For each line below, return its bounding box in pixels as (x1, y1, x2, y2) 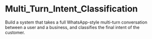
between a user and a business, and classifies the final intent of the (5, 24, 140, 30)
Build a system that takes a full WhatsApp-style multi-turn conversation (5, 19, 148, 25)
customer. (5, 29, 25, 35)
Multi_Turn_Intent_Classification (5, 3, 138, 14)
